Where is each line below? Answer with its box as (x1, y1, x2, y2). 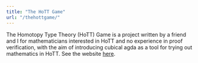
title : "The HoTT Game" (6, 8, 66, 15)
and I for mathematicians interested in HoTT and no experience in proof (6, 37, 183, 44)
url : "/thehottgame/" (6, 14, 61, 20)
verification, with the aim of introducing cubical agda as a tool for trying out (6, 43, 193, 51)
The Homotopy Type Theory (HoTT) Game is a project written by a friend (6, 31, 187, 38)
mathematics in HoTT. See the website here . (6, 50, 116, 57)
